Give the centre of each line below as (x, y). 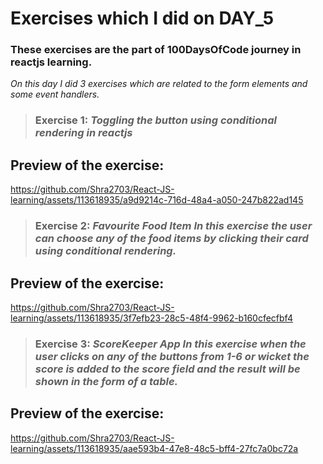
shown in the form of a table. (106, 381)
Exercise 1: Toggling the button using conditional (156, 120)
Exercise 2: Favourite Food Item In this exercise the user (173, 226)
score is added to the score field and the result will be (167, 369)
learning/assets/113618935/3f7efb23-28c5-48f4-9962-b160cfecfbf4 (151, 318)
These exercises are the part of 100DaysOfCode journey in (156, 50)
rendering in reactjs (83, 133)
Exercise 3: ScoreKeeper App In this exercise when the (170, 344)
